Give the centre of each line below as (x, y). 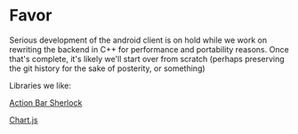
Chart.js (24, 120)
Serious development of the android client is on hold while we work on (138, 40)
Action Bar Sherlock (46, 102)
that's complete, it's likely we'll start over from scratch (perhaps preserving (147, 59)
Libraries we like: (40, 85)
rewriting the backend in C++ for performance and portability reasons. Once (149, 49)
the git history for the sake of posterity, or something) (108, 68)
